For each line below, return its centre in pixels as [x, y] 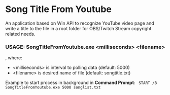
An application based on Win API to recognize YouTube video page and [80, 23]
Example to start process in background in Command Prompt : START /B [81, 83]
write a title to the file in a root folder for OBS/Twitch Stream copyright [78, 28]
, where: [14, 58]
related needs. [20, 34]
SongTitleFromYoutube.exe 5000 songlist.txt [53, 87]
